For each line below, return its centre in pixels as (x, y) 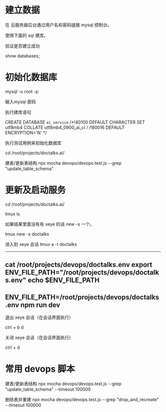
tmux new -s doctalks (27, 234)
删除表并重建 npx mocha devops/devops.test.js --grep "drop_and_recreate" (82, 399)
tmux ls (13, 214)
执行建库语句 (18, 112)
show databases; (22, 56)
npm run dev (40, 305)
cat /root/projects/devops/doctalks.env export (79, 265)
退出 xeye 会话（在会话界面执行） (39, 317)
